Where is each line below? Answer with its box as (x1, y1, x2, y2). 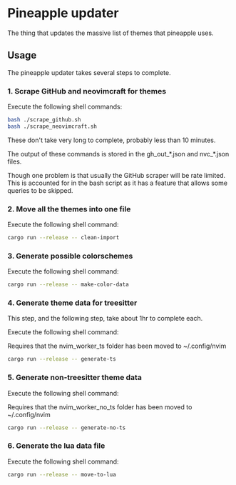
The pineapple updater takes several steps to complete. (7, 68, 171, 76)
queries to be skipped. (7, 186, 73, 194)
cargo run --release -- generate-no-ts (7, 424, 126, 431)
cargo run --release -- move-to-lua (7, 471, 116, 478)
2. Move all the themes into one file (7, 204, 131, 214)
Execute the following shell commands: (7, 102, 123, 111)
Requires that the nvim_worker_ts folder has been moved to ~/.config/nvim (7, 341, 227, 351)
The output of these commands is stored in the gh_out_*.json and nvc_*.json (7, 149, 230, 158)
